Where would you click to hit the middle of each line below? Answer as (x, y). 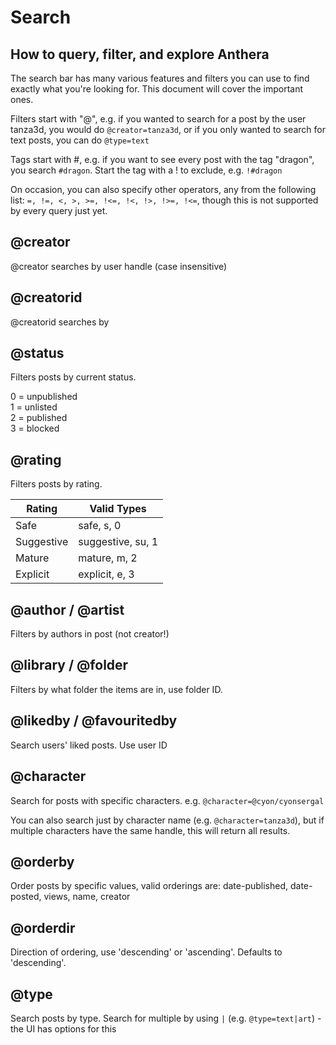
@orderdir (43, 927)
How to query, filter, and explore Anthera (140, 54)
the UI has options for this (63, 1028)
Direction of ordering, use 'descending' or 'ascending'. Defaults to (146, 952)
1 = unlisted (34, 407)
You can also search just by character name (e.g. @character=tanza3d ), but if (167, 820)
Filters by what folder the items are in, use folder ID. (116, 689)
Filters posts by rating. (56, 484)
